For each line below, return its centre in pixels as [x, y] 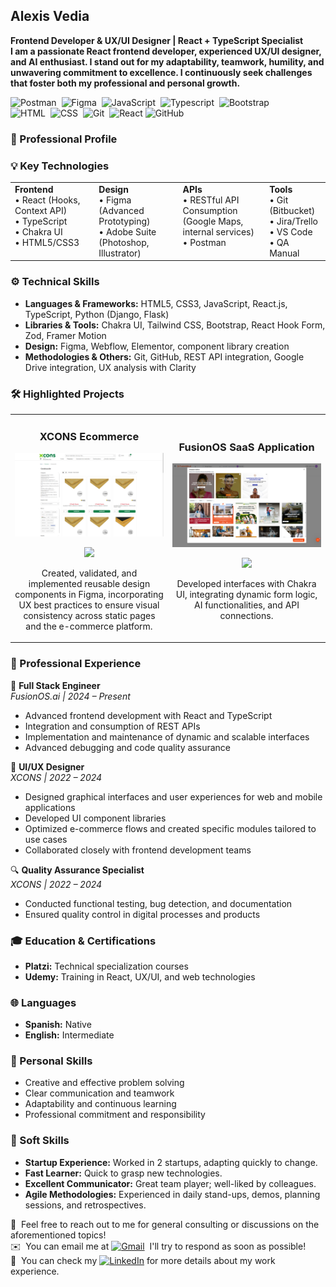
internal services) [218, 231]
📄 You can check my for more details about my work [143, 1260]
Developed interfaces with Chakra [246, 583]
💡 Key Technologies [60, 166]
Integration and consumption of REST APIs [112, 726]
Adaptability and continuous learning [100, 1104]
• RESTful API [211, 200]
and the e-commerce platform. [89, 626]
